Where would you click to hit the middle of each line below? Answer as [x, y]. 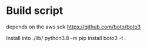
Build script [35, 11]
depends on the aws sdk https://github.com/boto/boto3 [73, 27]
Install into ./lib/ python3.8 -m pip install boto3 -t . [66, 38]
